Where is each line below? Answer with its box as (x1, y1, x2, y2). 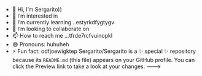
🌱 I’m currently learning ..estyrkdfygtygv (12, 19, 115, 26)
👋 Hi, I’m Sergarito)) (12, 6, 63, 13)
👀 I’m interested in (12, 12, 58, 19)
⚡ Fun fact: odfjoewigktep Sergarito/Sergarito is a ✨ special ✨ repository (12, 47, 196, 55)
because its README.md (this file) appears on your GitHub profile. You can (12, 57, 195, 63)
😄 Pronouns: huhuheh (12, 41, 69, 48)
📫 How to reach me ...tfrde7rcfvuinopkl (12, 32, 112, 39)
